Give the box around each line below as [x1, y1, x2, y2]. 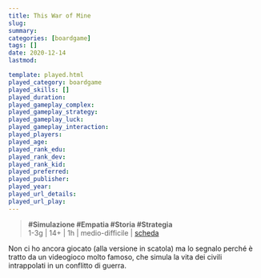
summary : [8, 26, 38, 34]
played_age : [8, 138, 48, 146]
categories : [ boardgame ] [8, 34, 91, 42]
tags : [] [8, 42, 38, 50]
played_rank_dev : [8, 153, 66, 161]
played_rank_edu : [8, 145, 66, 153]
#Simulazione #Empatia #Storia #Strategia [27, 220, 173, 229]
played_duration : [8, 93, 66, 101]
